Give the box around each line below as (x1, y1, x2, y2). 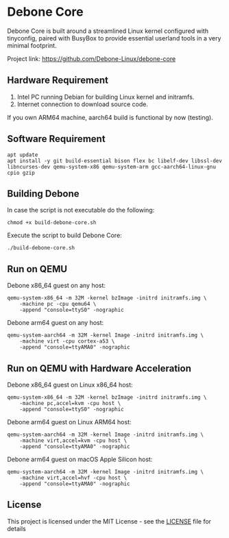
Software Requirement (7, 133, 106, 145)
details (7, 524, 26, 533)
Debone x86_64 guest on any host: (7, 282, 106, 290)
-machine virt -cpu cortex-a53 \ (19, 338, 115, 345)
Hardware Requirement (7, 75, 108, 86)
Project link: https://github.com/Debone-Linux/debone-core (7, 54, 176, 62)
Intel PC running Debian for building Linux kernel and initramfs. (16, 93, 195, 101)
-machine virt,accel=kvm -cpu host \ (19, 437, 128, 444)
